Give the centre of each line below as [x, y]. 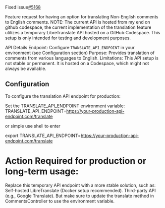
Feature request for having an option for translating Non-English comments [82, 17]
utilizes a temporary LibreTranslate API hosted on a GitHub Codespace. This [82, 33]
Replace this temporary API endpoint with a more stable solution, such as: [81, 185]
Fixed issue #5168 [23, 7]
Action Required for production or [76, 161]
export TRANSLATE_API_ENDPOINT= [43, 136]
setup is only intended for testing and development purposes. [68, 38]
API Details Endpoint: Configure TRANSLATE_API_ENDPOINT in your [70, 47]
